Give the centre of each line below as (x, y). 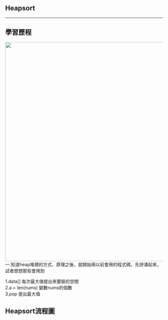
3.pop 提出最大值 (23, 294)
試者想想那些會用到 (25, 270)
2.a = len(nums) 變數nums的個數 (39, 287)
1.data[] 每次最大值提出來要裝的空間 (42, 281)
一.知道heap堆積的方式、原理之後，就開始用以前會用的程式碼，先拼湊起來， (83, 264)
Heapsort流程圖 (30, 311)
